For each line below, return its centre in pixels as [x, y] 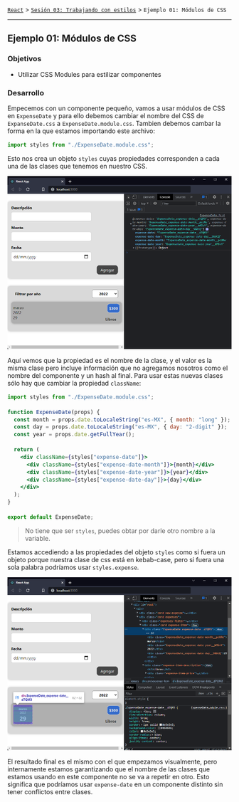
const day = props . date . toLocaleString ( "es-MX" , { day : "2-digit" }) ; [121, 427]
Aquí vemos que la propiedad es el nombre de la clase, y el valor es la [110, 360]
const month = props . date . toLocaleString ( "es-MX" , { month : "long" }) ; [122, 420]
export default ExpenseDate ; [51, 517]
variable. [38, 538]
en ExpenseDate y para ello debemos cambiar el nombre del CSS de [106, 115]
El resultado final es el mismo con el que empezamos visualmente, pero [112, 761]
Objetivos [25, 59]
